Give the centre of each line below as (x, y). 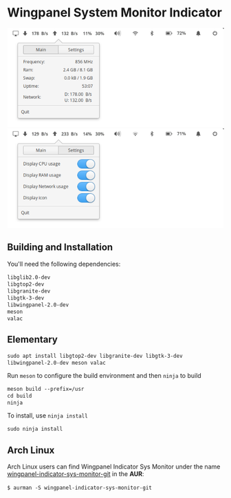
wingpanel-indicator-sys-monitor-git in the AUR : (76, 474)
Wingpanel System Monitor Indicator (114, 13)
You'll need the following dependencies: (64, 264)
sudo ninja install (35, 429)
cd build (20, 396)
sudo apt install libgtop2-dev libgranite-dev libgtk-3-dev (95, 356)
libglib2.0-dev (29, 277)
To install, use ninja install (47, 416)
